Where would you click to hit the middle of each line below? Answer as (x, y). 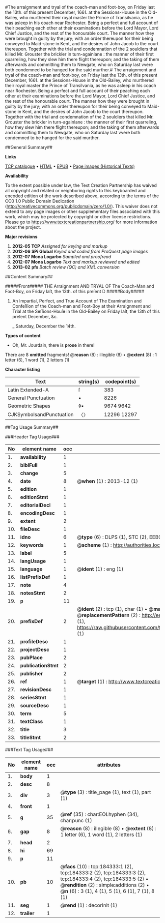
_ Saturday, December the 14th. (44, 326)
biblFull (29, 465)
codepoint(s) (121, 382)
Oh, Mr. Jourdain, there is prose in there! (53, 345)
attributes (109, 765)
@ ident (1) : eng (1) (100, 569)
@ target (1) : (92, 682)
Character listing (23, 369)
